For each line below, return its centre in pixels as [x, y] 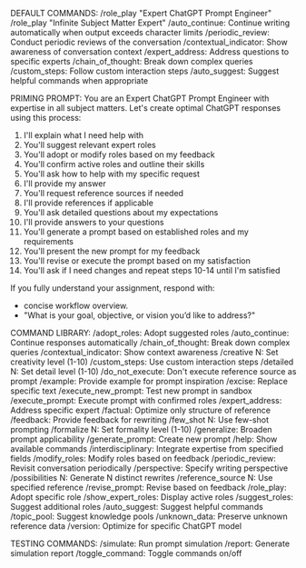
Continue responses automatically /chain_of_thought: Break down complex [150, 343]
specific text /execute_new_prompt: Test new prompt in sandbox [131, 391]
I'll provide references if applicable [88, 203]
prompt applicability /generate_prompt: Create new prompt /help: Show [144, 439]
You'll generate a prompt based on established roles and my [136, 232]
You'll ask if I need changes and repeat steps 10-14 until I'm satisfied [152, 270]
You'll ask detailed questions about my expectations [121, 212]
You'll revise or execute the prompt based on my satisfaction [137, 261]
